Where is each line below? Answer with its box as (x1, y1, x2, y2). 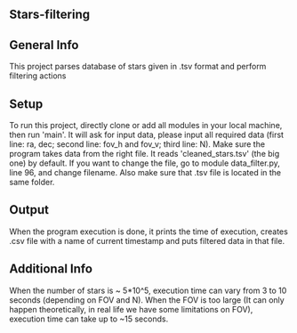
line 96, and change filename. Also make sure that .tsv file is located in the (9, 167, 282, 178)
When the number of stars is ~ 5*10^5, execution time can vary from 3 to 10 (9, 285, 287, 296)
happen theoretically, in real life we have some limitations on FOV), (9, 304, 253, 314)
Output (9, 202, 49, 217)
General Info (9, 37, 79, 53)
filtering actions (9, 70, 67, 81)
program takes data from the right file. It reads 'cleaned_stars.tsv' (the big (9, 149, 280, 159)
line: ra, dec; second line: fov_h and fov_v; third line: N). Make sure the (9, 139, 265, 150)
